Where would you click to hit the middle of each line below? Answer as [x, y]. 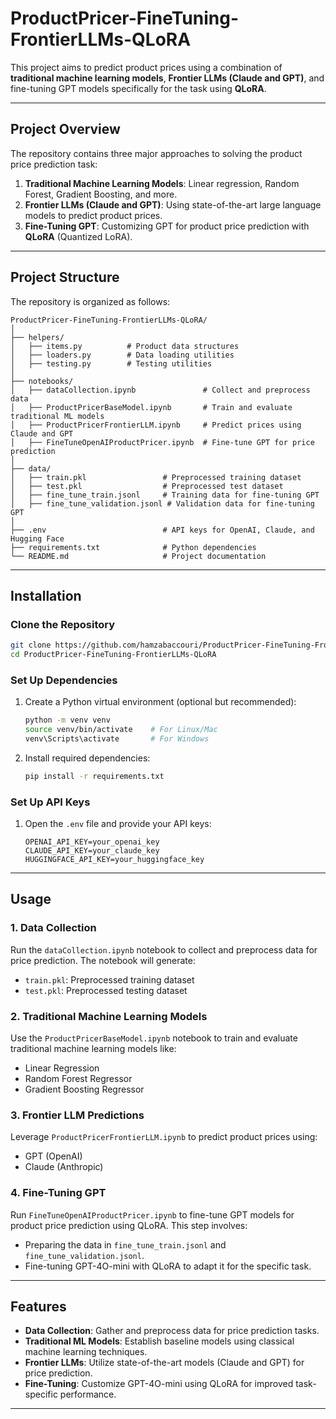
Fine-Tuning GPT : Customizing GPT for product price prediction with [167, 226]
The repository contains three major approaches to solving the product [156, 153]
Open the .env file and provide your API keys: [118, 824]
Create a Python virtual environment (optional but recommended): [160, 702]
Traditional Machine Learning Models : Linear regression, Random [162, 183]
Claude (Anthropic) [64, 1167]
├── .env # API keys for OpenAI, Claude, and [162, 530]
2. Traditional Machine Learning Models [109, 1016]
